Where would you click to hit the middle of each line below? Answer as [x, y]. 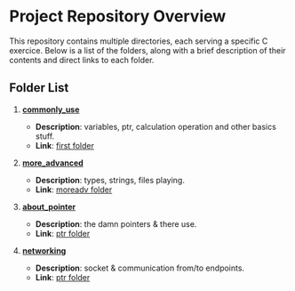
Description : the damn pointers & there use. [116, 223]
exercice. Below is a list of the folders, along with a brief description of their [147, 50]
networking [44, 250]
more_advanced [53, 163]
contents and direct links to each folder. [82, 60]
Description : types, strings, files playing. [110, 180]
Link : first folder [65, 145]
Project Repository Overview [118, 16]
